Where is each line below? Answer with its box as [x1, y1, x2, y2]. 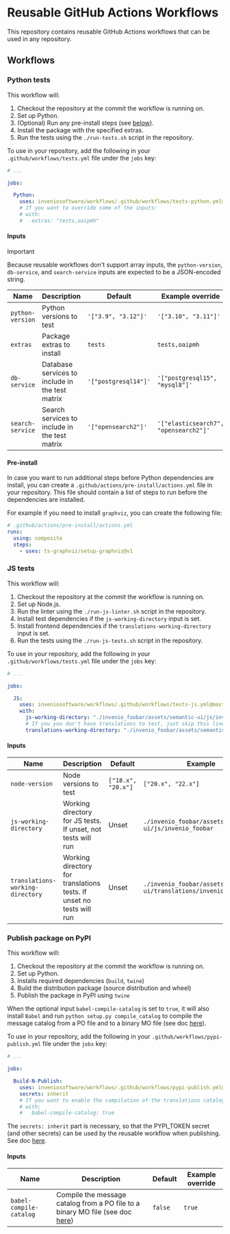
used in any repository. [7, 34, 72, 43]
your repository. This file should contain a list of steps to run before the [7, 488, 207, 496]
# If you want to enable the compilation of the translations [19, 1097, 201, 1104]
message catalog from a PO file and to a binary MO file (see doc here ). [7, 1019, 207, 1028]
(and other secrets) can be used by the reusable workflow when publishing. [7, 1129, 221, 1137]
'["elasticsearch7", [157, 420, 225, 427]
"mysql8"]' [157, 380, 193, 389]
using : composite [13, 535, 63, 542]
